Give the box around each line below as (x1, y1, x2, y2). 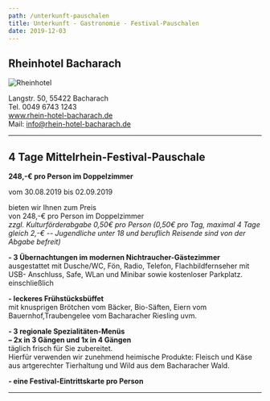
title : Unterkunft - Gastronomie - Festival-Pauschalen (8, 19, 199, 27)
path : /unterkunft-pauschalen (8, 11, 110, 20)
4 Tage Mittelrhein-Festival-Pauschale (8, 150, 206, 163)
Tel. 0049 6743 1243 (8, 102, 77, 112)
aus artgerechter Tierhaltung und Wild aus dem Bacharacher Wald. (8, 361, 231, 370)
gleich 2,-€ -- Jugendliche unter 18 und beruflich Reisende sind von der (8, 229, 246, 238)
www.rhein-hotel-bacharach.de (8, 110, 113, 121)
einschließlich (8, 279, 55, 287)
